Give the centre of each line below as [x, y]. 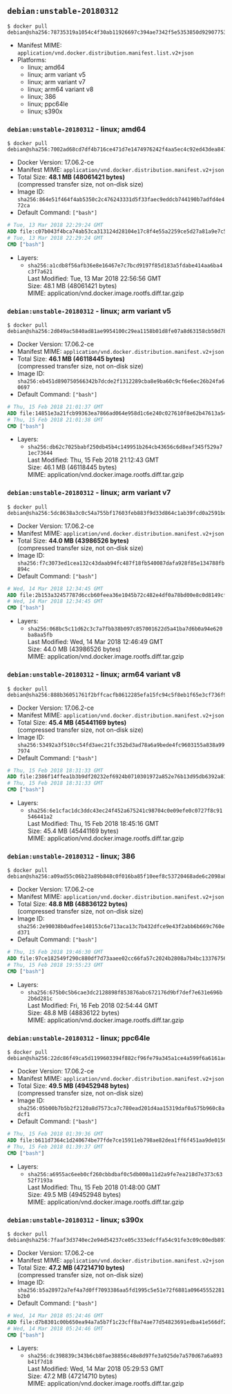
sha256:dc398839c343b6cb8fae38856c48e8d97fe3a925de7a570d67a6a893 [125, 1356]
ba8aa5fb [40, 635]
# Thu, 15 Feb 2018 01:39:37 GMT [55, 1147]
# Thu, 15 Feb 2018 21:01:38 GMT [55, 420]
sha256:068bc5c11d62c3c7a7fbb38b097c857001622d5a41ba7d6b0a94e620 [125, 629]
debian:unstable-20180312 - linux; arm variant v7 [89, 493]
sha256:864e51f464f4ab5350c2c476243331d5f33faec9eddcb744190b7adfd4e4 [121, 200]
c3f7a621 [40, 272]
